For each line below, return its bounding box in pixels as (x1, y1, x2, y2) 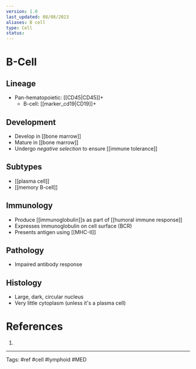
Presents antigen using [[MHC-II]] (14, 228, 96, 235)
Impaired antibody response (14, 261, 83, 268)
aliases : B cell (6, 19, 45, 25)
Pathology (6, 245, 44, 255)
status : (6, 30, 25, 36)
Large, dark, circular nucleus (14, 293, 83, 301)
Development (6, 117, 57, 127)
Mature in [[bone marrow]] (14, 138, 79, 146)
